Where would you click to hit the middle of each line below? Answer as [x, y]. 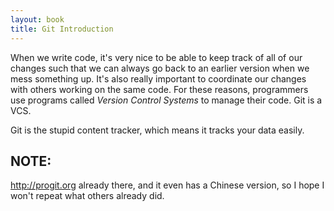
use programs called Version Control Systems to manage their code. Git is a [166, 100]
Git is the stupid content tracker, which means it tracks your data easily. [157, 130]
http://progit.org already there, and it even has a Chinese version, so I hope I [167, 185]
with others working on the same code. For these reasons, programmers [159, 89]
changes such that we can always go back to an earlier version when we [160, 68]
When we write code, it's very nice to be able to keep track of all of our [156, 57]
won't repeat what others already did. [87, 196]
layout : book [37, 19]
